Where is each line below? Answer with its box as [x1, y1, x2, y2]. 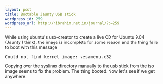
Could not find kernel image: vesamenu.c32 [5, 54, 111, 60]
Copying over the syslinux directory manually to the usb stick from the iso [5, 63, 154, 69]
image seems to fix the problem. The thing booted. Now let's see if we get [5, 68, 155, 74]
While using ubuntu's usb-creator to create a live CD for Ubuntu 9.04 [5, 34, 145, 40]
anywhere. [5, 74, 27, 80]
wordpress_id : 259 [5, 16, 43, 21]
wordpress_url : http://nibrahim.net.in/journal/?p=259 [5, 21, 120, 26]
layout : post [5, 7, 32, 12]
